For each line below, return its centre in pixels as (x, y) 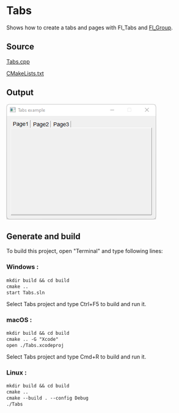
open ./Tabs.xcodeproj (35, 345)
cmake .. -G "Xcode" (33, 339)
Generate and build (43, 236)
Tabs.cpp (18, 61)
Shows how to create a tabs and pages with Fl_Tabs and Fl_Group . (89, 27)
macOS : (19, 320)
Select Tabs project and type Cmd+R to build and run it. (76, 356)
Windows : (23, 267)
